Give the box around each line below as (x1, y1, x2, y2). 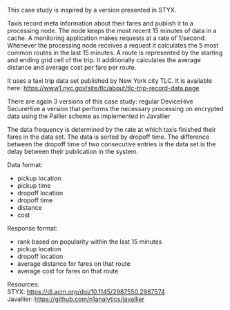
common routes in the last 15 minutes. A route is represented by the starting (7, 48, 223, 57)
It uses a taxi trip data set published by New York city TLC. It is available (7, 77, 213, 85)
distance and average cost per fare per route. (7, 64, 137, 71)
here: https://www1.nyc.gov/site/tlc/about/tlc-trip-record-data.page (7, 84, 200, 92)
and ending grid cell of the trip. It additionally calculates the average (7, 56, 202, 64)
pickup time (17, 182, 51, 189)
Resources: (7, 280, 39, 289)
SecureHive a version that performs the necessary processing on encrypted (7, 105, 224, 113)
